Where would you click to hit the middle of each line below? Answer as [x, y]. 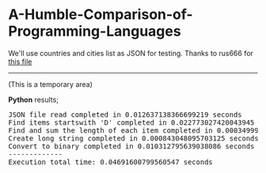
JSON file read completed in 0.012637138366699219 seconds [125, 115]
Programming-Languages [95, 31]
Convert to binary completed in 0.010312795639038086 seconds [131, 146]
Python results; [34, 100]
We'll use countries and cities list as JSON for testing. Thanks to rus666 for [131, 53]
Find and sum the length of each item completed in [111, 130]
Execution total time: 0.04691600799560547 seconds [111, 162]
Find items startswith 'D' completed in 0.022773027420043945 [131, 122]
